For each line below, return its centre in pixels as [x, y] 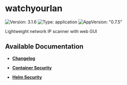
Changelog [24, 58]
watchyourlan [34, 8]
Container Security [32, 68]
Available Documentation [44, 47]
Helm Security [27, 77]
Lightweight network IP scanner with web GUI [51, 31]
